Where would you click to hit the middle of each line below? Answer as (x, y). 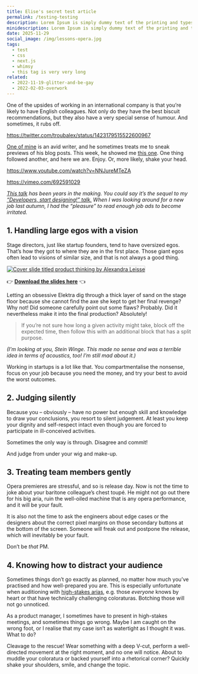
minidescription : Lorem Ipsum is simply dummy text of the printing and (98, 28)
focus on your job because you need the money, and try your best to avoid (97, 373)
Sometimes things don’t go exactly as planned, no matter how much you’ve (98, 579)
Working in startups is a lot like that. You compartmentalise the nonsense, (96, 366)
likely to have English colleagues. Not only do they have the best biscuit (93, 111)
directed (17, 652)
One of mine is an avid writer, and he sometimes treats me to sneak (88, 146)
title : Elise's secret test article (51, 11)
